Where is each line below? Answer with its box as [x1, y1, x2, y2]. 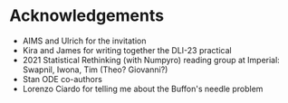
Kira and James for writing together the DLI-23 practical [22, 44, 233, 55]
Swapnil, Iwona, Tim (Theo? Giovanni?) [22, 64, 168, 75]
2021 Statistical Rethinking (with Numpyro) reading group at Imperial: [22, 54, 281, 65]
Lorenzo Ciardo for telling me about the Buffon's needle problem [22, 83, 264, 94]
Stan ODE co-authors [22, 73, 102, 84]
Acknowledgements [9, 5, 165, 26]
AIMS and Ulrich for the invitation [22, 35, 147, 46]
